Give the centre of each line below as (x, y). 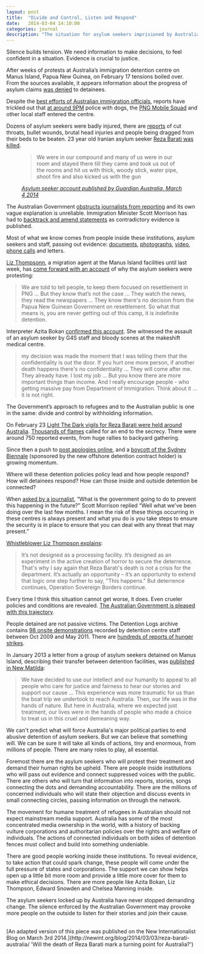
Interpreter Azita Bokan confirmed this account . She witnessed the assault (99, 332)
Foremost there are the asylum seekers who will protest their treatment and (100, 762)
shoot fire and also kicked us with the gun (89, 176)
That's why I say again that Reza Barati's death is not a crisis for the (106, 568)
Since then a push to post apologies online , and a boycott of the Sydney (96, 450)
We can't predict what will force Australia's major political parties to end (96, 730)
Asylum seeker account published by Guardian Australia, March (102, 189)
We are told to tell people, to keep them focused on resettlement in (104, 287)
